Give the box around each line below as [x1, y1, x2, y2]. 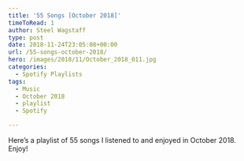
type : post [8, 33, 44, 42]
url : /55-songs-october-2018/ [8, 48, 108, 56]
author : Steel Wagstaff [8, 26, 87, 34]
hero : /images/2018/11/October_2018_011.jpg [8, 56, 157, 64]
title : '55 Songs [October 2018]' [8, 11, 122, 20]
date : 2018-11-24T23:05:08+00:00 [8, 41, 118, 49]
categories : [8, 63, 47, 71]
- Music [15, 84, 41, 93]
